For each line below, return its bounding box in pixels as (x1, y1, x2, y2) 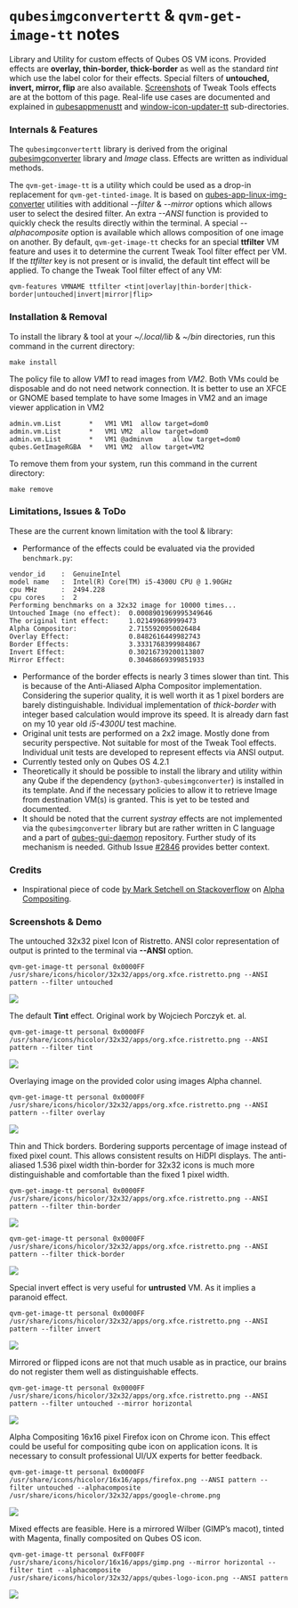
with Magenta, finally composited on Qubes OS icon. (9, 1533, 202, 1544)
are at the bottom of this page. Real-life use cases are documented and (9, 91, 271, 103)
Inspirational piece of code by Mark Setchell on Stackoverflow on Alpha (21, 884, 285, 895)
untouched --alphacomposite (36, 1483, 141, 1493)
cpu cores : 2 (9, 593, 77, 602)
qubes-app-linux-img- (205, 189, 287, 201)
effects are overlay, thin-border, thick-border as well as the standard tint (9, 63, 278, 74)
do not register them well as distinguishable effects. (9, 1366, 198, 1377)
